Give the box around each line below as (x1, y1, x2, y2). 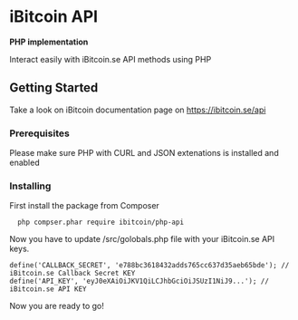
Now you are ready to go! (9, 301, 104, 312)
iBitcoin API (9, 6, 98, 27)
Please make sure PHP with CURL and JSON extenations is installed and (9, 148, 279, 159)
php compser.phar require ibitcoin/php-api (17, 218, 184, 228)
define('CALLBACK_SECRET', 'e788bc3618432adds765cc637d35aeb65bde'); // (9, 261, 290, 270)
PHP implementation (9, 36, 89, 47)
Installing (9, 179, 52, 192)
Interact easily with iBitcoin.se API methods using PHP (9, 53, 212, 64)
